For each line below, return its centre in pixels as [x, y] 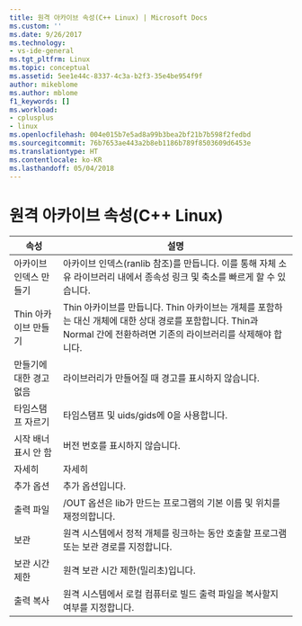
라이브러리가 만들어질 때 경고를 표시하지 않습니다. [161, 379]
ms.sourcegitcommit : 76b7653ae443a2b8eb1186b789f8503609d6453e [130, 143]
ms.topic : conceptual [50, 68]
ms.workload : [34, 110]
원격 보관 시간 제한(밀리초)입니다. [129, 570]
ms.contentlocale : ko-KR [56, 160]
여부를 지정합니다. [98, 608]
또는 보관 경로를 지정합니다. [117, 547]
